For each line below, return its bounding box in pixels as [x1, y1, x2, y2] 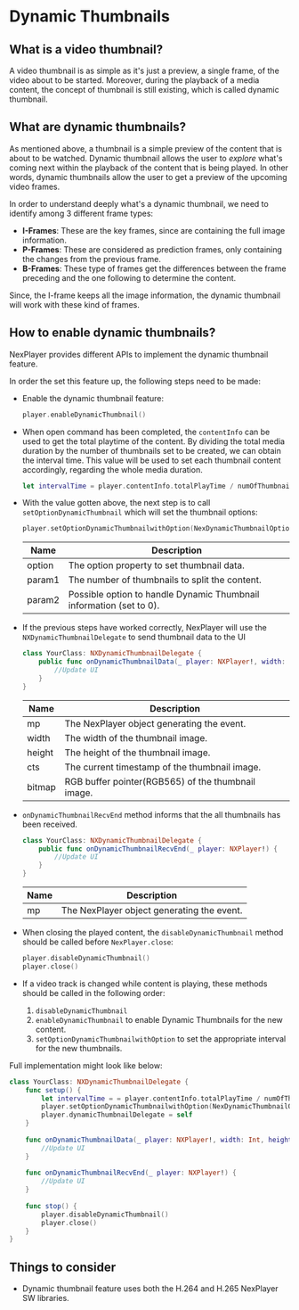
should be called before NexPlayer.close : [21, 936, 174, 947]
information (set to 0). [68, 599, 160, 612]
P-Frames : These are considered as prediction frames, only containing [21, 243, 283, 255]
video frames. [9, 181, 61, 192]
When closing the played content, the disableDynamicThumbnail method [21, 927, 284, 937]
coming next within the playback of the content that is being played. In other [9, 162, 289, 173]
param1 [26, 573, 61, 586]
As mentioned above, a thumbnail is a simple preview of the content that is [9, 143, 283, 153]
